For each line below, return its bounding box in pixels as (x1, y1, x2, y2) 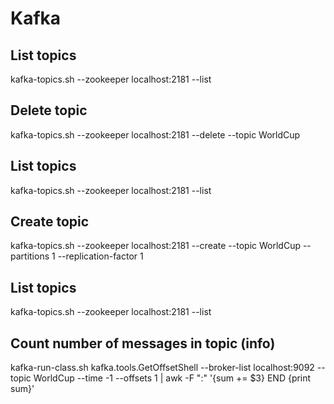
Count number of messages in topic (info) (10, 335, 276, 352)
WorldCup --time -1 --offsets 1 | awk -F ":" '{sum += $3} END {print (33, 372, 312, 384)
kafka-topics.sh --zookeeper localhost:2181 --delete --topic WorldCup (10, 128, 301, 141)
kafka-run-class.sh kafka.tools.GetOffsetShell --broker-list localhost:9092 (10, 362, 315, 374)
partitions (10, 250, 50, 262)
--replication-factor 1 (57, 250, 144, 262)
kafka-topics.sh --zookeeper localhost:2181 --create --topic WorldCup (10, 240, 301, 252)
